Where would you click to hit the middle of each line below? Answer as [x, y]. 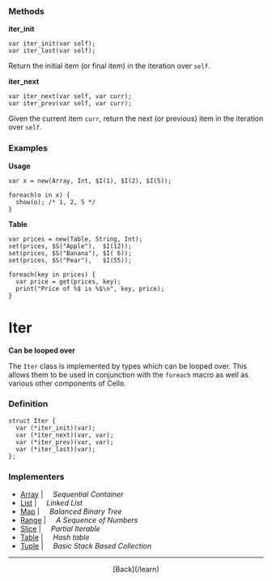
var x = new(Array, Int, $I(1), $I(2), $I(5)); [90, 181]
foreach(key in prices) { [52, 274]
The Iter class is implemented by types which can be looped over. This [128, 365]
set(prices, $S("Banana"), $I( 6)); [70, 253]
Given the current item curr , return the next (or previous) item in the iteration [136, 118]
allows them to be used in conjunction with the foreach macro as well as [129, 374]
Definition [28, 404]
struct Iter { [32, 421]
